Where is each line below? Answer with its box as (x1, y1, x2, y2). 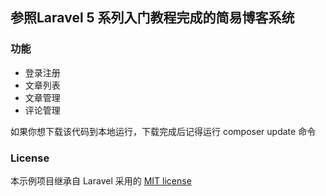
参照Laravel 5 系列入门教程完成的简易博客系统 (10, 9, 295, 27)
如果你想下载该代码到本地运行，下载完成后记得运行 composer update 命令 (10, 125, 317, 137)
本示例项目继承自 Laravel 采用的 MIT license (10, 174, 192, 187)
